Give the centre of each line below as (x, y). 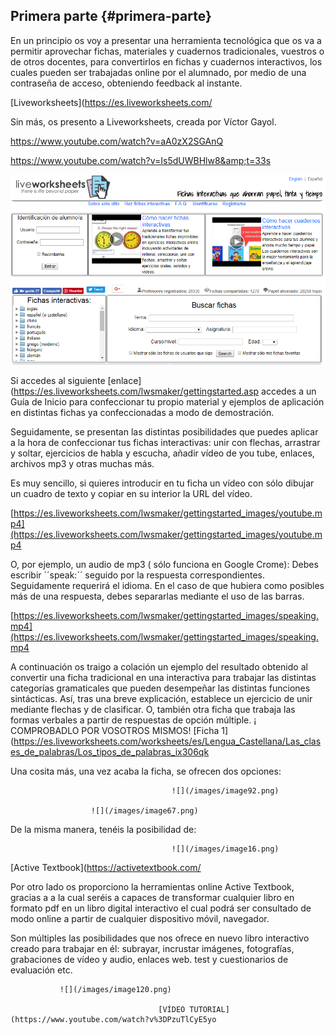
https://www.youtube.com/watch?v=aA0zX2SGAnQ (117, 141)
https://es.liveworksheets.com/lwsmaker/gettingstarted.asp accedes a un (165, 391)
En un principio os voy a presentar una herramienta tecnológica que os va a (166, 40)
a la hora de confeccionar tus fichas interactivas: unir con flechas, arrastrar (165, 443)
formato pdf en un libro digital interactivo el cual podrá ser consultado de (161, 908)
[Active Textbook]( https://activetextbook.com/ (106, 868)
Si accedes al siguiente (58, 381)
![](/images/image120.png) (115, 990)
